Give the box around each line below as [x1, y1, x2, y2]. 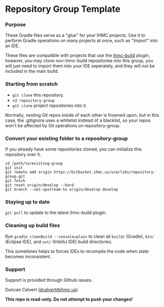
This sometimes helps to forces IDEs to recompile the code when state [5, 248, 149, 254]
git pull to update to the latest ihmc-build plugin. [5, 209, 107, 216]
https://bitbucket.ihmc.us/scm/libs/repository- [53, 170, 156, 175]
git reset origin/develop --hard [5, 183, 74, 188]
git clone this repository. [12, 92, 64, 98]
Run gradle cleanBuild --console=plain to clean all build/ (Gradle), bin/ [5, 233, 155, 239]
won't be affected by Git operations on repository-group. [5, 122, 121, 128]
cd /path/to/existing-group [5, 161, 63, 166]
